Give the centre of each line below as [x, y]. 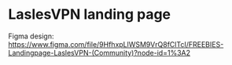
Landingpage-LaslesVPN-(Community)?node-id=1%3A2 [99, 52]
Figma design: [31, 36]
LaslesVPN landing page [90, 14]
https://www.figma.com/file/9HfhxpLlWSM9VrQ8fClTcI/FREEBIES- [116, 44]
